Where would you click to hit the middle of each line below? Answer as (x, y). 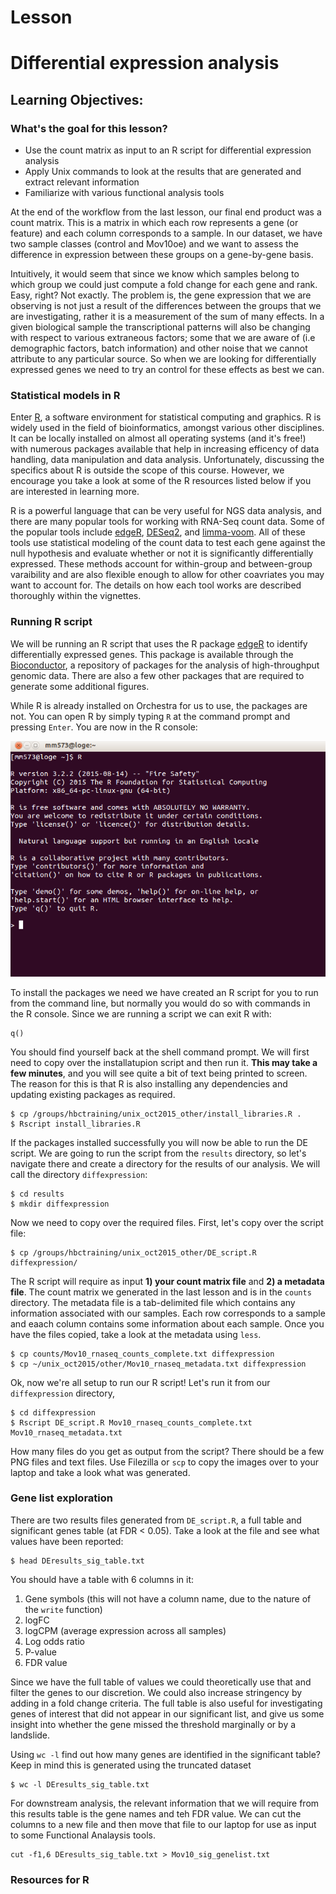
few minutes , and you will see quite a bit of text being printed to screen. (159, 1073)
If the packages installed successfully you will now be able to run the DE (159, 1142)
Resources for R (50, 1879)
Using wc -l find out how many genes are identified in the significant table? (165, 1754)
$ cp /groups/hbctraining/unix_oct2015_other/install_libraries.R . (156, 1114)
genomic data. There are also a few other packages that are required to (157, 675)
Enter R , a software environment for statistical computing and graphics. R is (166, 417)
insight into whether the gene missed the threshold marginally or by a (153, 1724)
